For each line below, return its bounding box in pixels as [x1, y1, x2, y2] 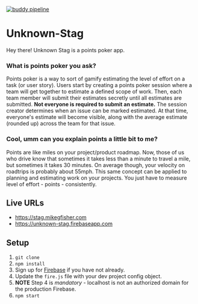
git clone [14, 255, 40, 261]
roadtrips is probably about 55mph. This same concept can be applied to [6, 168, 187, 175]
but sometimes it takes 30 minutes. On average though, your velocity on [6, 161, 185, 168]
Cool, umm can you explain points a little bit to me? [6, 135, 158, 144]
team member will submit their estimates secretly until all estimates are [6, 94, 182, 102]
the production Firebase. [14, 285, 76, 293]
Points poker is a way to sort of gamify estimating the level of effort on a [6, 75, 185, 82]
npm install [14, 261, 45, 267]
